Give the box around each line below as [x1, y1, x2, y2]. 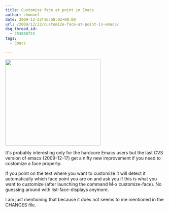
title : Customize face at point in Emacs [5, 7, 94, 13]
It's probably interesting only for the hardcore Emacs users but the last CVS [5, 149, 163, 155]
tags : [5, 36, 17, 41]
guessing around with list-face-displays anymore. [5, 187, 109, 193]
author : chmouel [5, 12, 40, 17]
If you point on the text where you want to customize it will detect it [5, 170, 146, 176]
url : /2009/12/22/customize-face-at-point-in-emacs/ [5, 21, 119, 27]
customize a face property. [5, 160, 62, 166]
